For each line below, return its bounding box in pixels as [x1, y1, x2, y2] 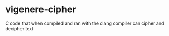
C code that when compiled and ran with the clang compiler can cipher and [5, 20, 164, 26]
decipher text [5, 25, 34, 31]
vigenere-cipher [5, 4, 76, 15]
